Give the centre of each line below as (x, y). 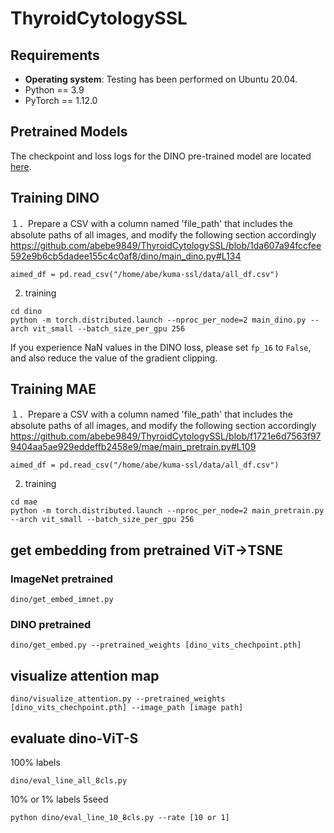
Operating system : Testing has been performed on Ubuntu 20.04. (161, 79)
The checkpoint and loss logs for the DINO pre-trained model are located (161, 156)
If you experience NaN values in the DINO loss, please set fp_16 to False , (161, 347)
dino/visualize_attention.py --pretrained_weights (118, 699)
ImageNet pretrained (62, 579)
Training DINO (55, 198)
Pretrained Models (69, 132)
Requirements (55, 55)
